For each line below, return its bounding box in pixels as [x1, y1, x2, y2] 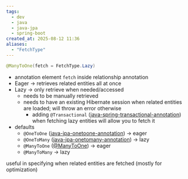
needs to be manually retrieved [23, 92, 98, 99]
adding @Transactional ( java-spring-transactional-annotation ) [32, 111, 182, 118]
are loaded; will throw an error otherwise [23, 104, 122, 112]
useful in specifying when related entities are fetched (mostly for [6, 160, 162, 167]
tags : [6, 8, 19, 15]
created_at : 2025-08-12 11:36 [6, 36, 80, 42]
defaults [14, 123, 35, 130]
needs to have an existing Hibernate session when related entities [23, 98, 183, 106]
